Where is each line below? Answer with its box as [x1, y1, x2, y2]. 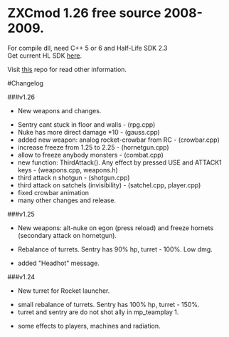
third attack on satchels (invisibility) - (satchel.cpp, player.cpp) [17, 180, 201, 190]
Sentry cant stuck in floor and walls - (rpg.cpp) [17, 120, 156, 129]
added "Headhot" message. [17, 259, 100, 267]
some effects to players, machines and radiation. [17, 321, 161, 330]
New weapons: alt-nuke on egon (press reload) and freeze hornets [17, 223, 214, 232]
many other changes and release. [17, 196, 116, 204]
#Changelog [7, 78, 44, 87]
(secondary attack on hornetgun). [17, 231, 117, 239]
